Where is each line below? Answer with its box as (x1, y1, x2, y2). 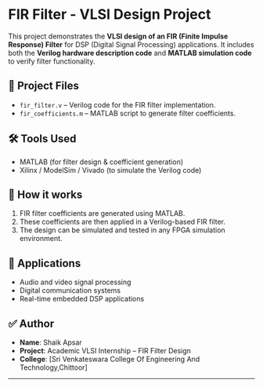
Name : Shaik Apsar (19, 338, 82, 347)
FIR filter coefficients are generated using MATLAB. (19, 209, 186, 218)
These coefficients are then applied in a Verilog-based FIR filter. (19, 217, 225, 227)
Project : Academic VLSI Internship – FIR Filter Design (19, 346, 192, 355)
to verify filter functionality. (8, 57, 95, 66)
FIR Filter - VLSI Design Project (8, 5, 211, 24)
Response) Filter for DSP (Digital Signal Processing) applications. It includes (8, 39, 254, 49)
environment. (19, 234, 63, 243)
